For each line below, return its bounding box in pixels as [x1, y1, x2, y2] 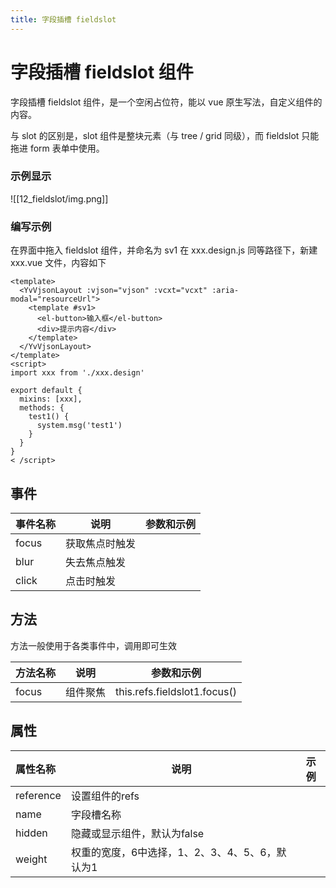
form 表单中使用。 [29, 142, 105, 154]
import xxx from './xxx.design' [10, 368, 145, 378]
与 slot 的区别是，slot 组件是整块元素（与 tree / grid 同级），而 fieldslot [10, 129, 300, 141]
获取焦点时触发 [65, 536, 137, 550]
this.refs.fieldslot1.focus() [115, 684, 237, 698]
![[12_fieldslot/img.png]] [10, 192, 109, 205]
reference [15, 788, 62, 802]
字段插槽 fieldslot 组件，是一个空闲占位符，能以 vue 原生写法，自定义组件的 [10, 96, 323, 108]
